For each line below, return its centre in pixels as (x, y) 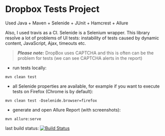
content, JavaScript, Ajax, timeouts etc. (46, 43)
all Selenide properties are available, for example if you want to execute (86, 86)
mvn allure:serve (23, 119)
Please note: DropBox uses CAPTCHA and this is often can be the (85, 53)
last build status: (22, 128)
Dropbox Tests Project (52, 9)
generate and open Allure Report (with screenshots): (66, 110)
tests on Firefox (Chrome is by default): (53, 91)
